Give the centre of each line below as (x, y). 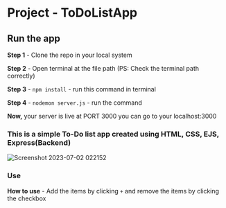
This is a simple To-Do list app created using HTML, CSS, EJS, (113, 134)
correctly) (21, 76)
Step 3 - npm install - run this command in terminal (81, 89)
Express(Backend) (39, 142)
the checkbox (27, 198)
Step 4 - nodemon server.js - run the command (75, 103)
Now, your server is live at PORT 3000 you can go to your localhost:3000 (112, 116)
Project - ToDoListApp (72, 13)
